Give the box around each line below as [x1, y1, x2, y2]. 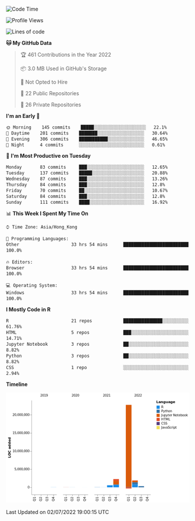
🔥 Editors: [6, 259, 33, 265]
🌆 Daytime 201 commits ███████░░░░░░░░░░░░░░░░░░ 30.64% [6, 130, 168, 136]
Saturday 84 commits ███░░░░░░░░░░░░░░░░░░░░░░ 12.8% [6, 193, 165, 199]
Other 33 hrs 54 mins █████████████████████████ [6, 242, 189, 248]
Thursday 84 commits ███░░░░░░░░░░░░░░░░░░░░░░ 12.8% [6, 182, 165, 187]
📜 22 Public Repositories [20, 90, 80, 96]
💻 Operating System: [6, 283, 58, 289]
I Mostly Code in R [6, 306, 51, 312]
